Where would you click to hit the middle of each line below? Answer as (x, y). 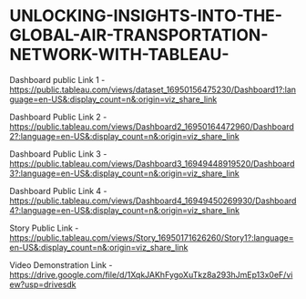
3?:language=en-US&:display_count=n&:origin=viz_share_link (124, 173)
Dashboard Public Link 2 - (58, 117)
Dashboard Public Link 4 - (58, 191)
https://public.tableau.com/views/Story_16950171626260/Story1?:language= (152, 237)
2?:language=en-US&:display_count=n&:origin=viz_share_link (124, 136)
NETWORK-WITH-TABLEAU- (119, 55)
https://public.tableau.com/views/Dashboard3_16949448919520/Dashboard (152, 163)
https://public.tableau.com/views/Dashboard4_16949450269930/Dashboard (153, 201)
